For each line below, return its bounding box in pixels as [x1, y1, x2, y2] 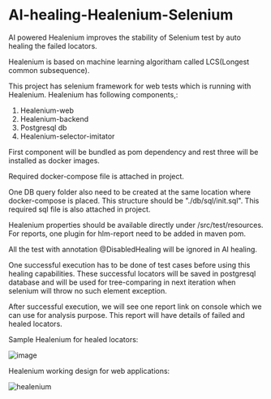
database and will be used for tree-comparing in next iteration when [8, 277, 236, 287]
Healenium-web [19, 105, 75, 115]
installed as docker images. [8, 156, 100, 165]
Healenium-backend [19, 114, 89, 123]
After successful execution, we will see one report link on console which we [8, 302, 262, 311]
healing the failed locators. [8, 41, 97, 50]
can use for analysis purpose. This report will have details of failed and [8, 310, 245, 320]
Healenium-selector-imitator [19, 131, 115, 141]
